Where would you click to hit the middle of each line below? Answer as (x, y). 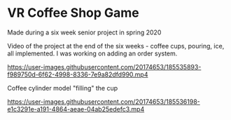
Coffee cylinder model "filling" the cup (63, 88)
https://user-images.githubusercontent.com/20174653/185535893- (104, 67)
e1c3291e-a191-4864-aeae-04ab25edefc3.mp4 (76, 109)
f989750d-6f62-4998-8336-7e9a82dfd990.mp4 (78, 74)
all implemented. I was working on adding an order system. (92, 53)
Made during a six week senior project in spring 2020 (84, 32)
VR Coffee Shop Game (73, 13)
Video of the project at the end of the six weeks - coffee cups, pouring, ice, (116, 46)
